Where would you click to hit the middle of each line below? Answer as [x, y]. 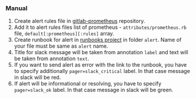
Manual [17, 8]
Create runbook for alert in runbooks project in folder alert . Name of [98, 40]
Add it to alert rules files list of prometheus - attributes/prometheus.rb [100, 27]
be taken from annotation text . [52, 59]
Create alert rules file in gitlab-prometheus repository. [79, 21]
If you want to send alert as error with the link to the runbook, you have [100, 65]
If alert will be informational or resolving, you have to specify [88, 84]
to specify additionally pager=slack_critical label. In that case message [102, 71]
